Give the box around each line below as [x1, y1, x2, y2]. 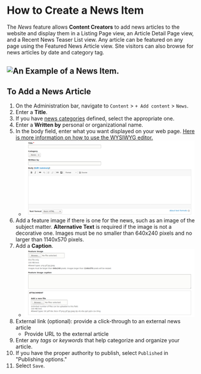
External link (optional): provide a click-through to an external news [15, 317, 181, 324]
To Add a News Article [7, 86, 91, 96]
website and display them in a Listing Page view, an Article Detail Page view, [7, 29, 194, 36]
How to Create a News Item [7, 4, 144, 17]
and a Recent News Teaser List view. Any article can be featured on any [7, 36, 184, 43]
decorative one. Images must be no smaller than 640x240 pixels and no [15, 229, 193, 237]
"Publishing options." [15, 355, 67, 363]
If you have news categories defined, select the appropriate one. [15, 115, 175, 122]
